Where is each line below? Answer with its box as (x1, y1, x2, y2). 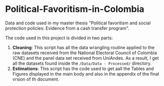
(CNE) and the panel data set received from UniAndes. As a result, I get (12, 55, 159, 61)
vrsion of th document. (12, 76, 60, 82)
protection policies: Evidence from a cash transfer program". (5, 25, 130, 31)
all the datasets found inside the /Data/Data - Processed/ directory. (12, 60, 152, 66)
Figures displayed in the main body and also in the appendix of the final (12, 71, 160, 77)
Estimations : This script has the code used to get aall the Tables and (12, 66, 154, 72)
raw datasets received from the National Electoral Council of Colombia (12, 50, 157, 56)
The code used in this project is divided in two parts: (5, 35, 113, 41)
